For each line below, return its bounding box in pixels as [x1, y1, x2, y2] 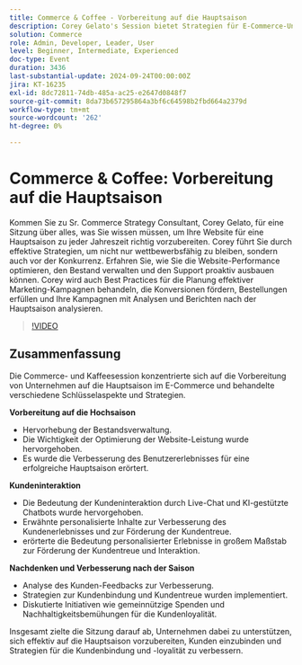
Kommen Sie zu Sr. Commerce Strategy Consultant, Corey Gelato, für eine [9, 217, 285, 227]
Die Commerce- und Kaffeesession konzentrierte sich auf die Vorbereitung [9, 370, 287, 381]
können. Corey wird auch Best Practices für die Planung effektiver [9, 274, 254, 285]
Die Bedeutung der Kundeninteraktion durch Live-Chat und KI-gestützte [22, 497, 289, 508]
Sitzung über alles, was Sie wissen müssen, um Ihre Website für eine [9, 226, 264, 237]
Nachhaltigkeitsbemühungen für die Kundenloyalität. [22, 608, 218, 619]
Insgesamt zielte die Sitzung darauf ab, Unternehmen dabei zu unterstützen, [9, 625, 292, 636]
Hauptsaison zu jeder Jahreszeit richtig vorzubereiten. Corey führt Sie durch [9, 235, 292, 247]
